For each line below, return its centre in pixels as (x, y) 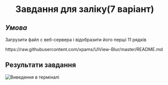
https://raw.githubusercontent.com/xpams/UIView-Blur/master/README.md (84, 49)
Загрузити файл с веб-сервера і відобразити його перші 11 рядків (76, 39)
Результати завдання (41, 65)
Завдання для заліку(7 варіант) (85, 9)
